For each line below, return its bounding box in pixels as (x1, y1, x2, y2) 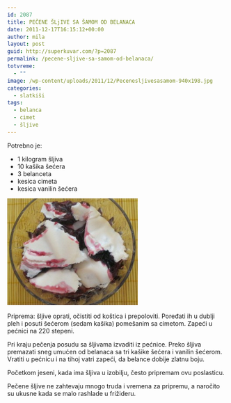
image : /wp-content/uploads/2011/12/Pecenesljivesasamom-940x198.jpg (7, 77, 214, 84)
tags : (7, 100, 23, 106)
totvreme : (7, 63, 36, 70)
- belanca (13, 106, 42, 114)
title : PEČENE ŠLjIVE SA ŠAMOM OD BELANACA (7, 18, 136, 26)
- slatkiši (13, 92, 45, 99)
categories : (7, 84, 42, 92)
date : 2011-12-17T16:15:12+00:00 (7, 26, 104, 33)
